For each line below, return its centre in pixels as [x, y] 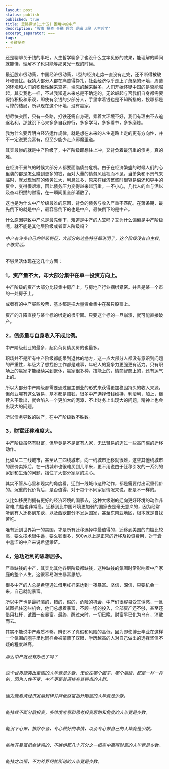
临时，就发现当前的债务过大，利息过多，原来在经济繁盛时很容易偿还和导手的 [84, 180]
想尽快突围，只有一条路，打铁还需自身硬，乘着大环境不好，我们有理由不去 [82, 116]
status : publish [22, 15]
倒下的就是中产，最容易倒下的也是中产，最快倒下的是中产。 [71, 209]
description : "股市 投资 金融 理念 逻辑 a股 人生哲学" [58, 29]
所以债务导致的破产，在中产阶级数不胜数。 [49, 417]
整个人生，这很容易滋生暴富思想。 [49, 574]
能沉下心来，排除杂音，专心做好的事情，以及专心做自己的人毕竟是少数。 [80, 729]
